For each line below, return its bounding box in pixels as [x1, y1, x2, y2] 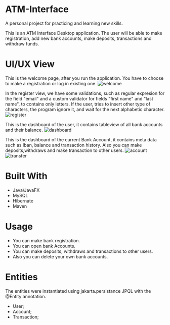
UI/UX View [5, 59, 55, 70]
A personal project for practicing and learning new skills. [5, 20, 123, 26]
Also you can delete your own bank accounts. [12, 253, 108, 259]
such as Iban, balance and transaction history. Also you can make [5, 142, 142, 148]
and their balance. [5, 127, 43, 133]
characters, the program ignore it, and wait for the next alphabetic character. [5, 106, 165, 112]
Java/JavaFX [12, 187, 40, 193]
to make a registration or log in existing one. [5, 80, 97, 86]
